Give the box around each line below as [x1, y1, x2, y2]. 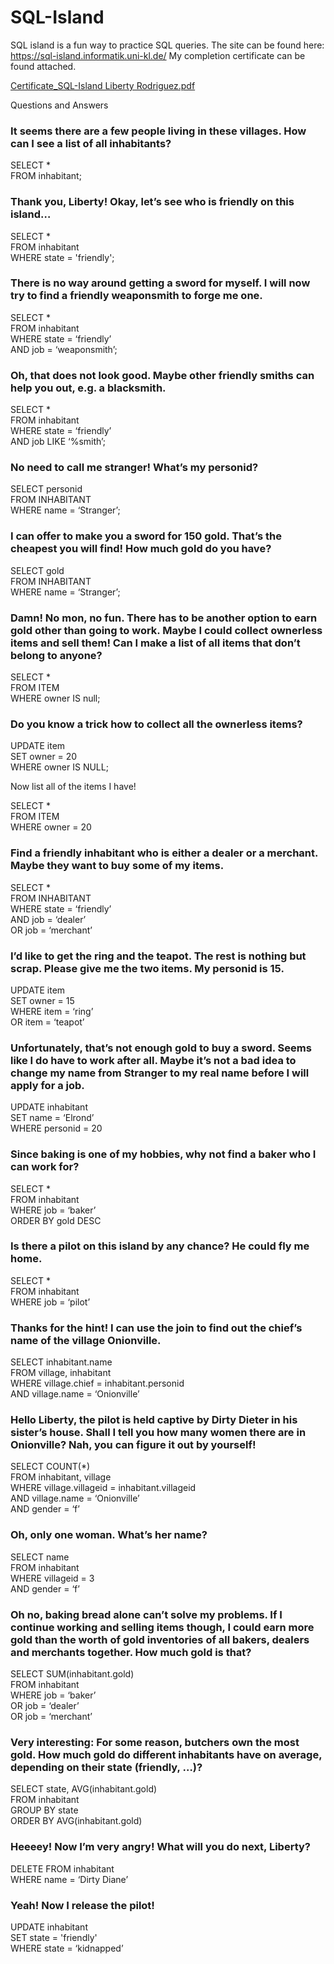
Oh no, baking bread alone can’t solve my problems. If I [10, 1607, 283, 1621]
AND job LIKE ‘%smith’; [10, 436, 107, 448]
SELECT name [10, 1551, 70, 1563]
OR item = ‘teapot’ [10, 1016, 85, 1028]
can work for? [10, 1160, 80, 1174]
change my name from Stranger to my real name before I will [10, 1066, 310, 1080]
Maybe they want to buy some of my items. [10, 859, 225, 873]
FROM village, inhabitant [10, 1367, 112, 1379]
